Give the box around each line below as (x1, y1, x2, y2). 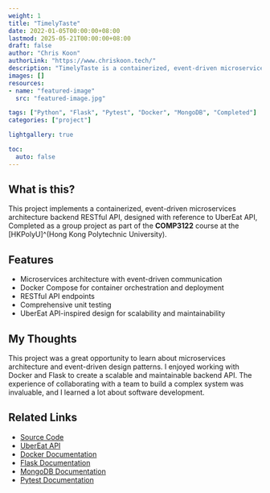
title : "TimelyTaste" (8, 19, 81, 27)
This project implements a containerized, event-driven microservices (8, 204, 237, 213)
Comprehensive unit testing (19, 300, 112, 310)
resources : (8, 79, 45, 87)
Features (8, 253, 54, 267)
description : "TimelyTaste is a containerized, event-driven (8, 64, 218, 72)
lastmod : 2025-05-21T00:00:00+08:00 (8, 34, 131, 43)
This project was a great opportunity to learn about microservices (8, 354, 227, 363)
